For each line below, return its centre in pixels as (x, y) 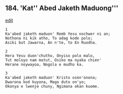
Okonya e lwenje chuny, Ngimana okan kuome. (52, 86)
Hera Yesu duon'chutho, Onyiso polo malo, (50, 55)
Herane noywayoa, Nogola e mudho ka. (44, 64)
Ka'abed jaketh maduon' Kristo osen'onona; (51, 77)
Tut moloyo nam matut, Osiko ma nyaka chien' (53, 60)
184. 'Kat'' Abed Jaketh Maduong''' (62, 8)
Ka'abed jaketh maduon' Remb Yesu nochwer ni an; (58, 34)
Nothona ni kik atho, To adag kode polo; (49, 38)
